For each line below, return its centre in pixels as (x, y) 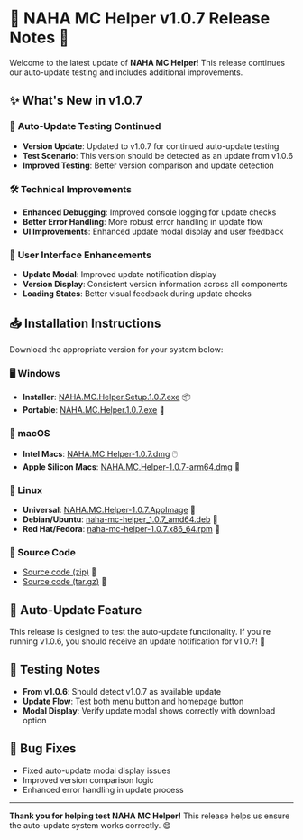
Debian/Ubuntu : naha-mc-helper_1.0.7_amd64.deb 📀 (120, 519)
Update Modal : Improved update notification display (119, 275)
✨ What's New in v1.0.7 (76, 101)
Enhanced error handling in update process (103, 789)
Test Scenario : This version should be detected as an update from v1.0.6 (158, 155)
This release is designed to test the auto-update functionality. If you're (140, 632)
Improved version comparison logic (88, 779)
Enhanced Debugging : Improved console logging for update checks (149, 212)
